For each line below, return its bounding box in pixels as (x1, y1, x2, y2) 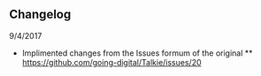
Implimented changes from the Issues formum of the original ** (21, 48, 254, 58)
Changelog (9, 7, 72, 22)
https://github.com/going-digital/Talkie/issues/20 (21, 57, 202, 67)
